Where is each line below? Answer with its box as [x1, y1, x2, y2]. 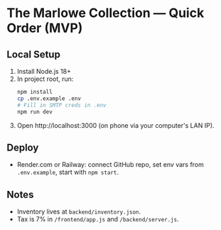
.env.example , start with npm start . [16, 168, 119, 177]
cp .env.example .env [16, 94, 81, 102]
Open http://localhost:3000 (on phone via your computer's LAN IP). [16, 121, 215, 129]
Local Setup [6, 48, 61, 60]
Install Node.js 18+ [16, 67, 72, 75]
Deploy [6, 141, 39, 153]
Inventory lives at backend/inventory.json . [16, 207, 141, 216]
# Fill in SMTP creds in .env [16, 102, 107, 109]
